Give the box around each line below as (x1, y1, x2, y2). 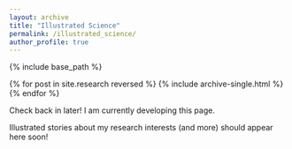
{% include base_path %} (9, 62, 103, 72)
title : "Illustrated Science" (9, 21, 121, 30)
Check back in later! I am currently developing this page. (9, 105, 215, 115)
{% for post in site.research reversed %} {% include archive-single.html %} (9, 78, 284, 89)
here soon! (9, 131, 49, 142)
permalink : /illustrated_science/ (9, 29, 137, 38)
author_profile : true (9, 37, 89, 47)
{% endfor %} (9, 88, 60, 99)
